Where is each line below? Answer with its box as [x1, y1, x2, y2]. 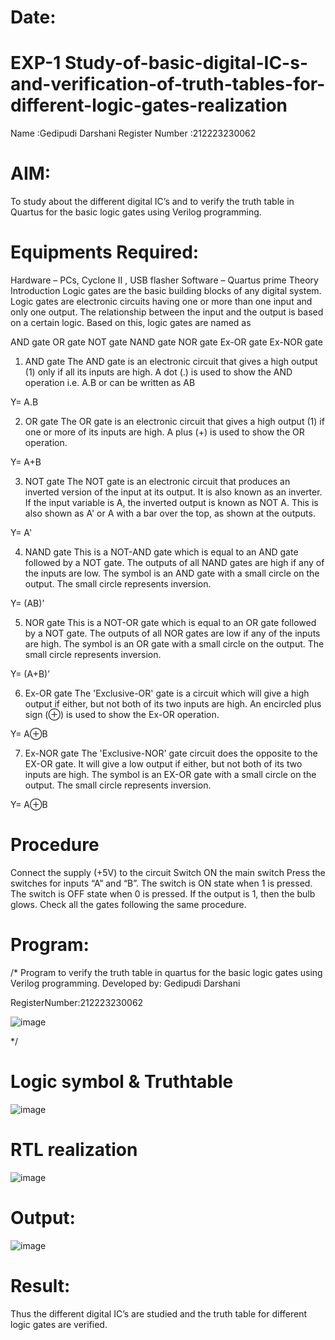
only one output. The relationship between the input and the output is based [10, 306, 324, 318]
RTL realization [10, 1139, 138, 1161]
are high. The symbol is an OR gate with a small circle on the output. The [24, 638, 325, 650]
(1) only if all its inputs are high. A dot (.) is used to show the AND [24, 366, 293, 378]
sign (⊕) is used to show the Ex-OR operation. [24, 709, 220, 720]
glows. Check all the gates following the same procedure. [10, 898, 247, 910]
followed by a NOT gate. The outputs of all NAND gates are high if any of [24, 557, 325, 568]
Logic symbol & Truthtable [10, 1071, 234, 1093]
